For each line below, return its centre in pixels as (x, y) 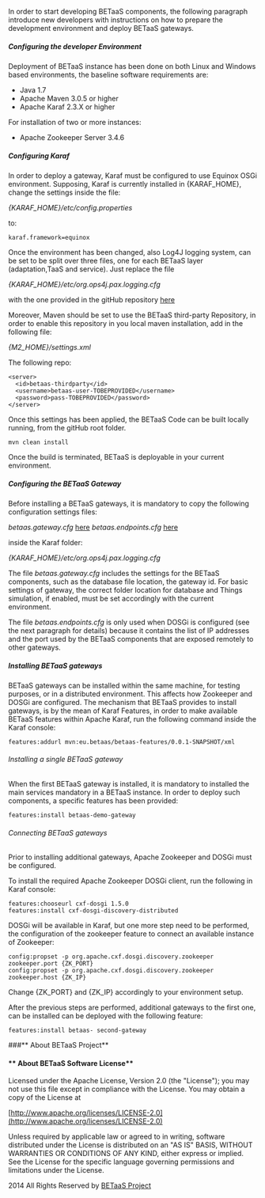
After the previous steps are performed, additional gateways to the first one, (132, 1007)
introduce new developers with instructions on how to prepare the (116, 20)
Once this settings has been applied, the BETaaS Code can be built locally (129, 419)
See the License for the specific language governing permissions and (121, 1162)
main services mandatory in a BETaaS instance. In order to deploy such (124, 792)
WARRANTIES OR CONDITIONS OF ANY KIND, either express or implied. (126, 1154)
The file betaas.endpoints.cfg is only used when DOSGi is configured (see (129, 622)
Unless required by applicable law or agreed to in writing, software (117, 1137)
